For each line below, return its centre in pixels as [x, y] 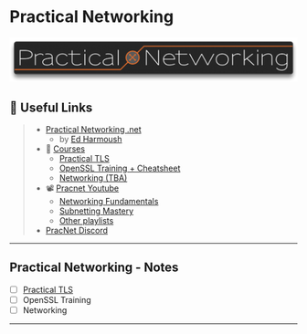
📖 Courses [65, 149]
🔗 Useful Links [51, 107]
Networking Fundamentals [109, 201]
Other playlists [86, 220]
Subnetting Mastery [96, 211]
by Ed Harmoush [90, 139]
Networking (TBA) [93, 178]
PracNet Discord [76, 230]
